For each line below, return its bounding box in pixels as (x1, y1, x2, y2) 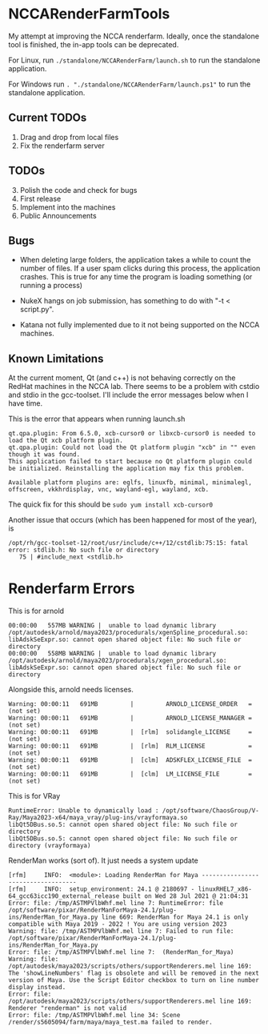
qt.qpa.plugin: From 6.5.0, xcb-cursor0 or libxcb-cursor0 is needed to (8, 430, 256, 438)
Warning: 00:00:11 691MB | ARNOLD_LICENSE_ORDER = (8, 700, 252, 708)
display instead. (8, 984, 66, 992)
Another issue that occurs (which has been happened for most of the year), (8, 515, 258, 525)
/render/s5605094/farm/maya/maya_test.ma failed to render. (8, 1018, 214, 1027)
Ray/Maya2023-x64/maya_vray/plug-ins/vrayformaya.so (8, 814, 188, 822)
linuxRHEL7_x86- (198, 885, 252, 893)
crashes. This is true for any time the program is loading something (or (19, 272, 253, 282)
